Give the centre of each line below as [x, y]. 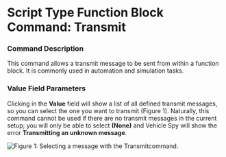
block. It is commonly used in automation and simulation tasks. [96, 71]
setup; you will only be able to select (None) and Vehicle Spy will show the [112, 125]
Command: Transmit [67, 27]
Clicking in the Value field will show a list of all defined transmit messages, [112, 104]
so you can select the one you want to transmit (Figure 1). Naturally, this [108, 110]
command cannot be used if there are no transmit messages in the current [112, 118]
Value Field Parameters [47, 88]
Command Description [46, 49]
